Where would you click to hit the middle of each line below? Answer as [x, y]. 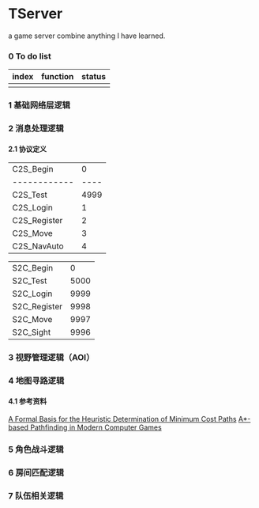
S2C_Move [32, 320]
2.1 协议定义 [28, 149]
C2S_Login [32, 208]
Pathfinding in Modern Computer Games [96, 427]
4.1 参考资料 [28, 401]
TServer [36, 14]
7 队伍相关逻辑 [36, 496]
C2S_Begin [33, 169]
